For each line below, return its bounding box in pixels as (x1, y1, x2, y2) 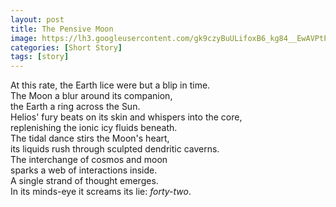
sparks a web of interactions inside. (10, 164, 158, 176)
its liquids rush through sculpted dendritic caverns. (10, 143, 220, 155)
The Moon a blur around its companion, (10, 90, 173, 102)
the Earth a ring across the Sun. (10, 101, 141, 113)
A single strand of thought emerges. (10, 175, 159, 187)
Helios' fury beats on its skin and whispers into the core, (10, 111, 243, 123)
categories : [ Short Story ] (10, 42, 123, 53)
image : (10, 33, 38, 43)
